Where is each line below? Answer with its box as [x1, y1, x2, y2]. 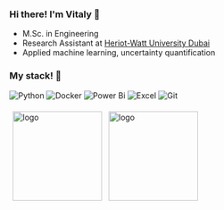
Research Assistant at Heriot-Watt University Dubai [21, 38, 211, 48]
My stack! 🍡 [9, 70, 62, 82]
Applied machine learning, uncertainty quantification [21, 47, 216, 58]
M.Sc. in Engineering [21, 29, 99, 39]
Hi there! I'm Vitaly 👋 [9, 8, 101, 21]
